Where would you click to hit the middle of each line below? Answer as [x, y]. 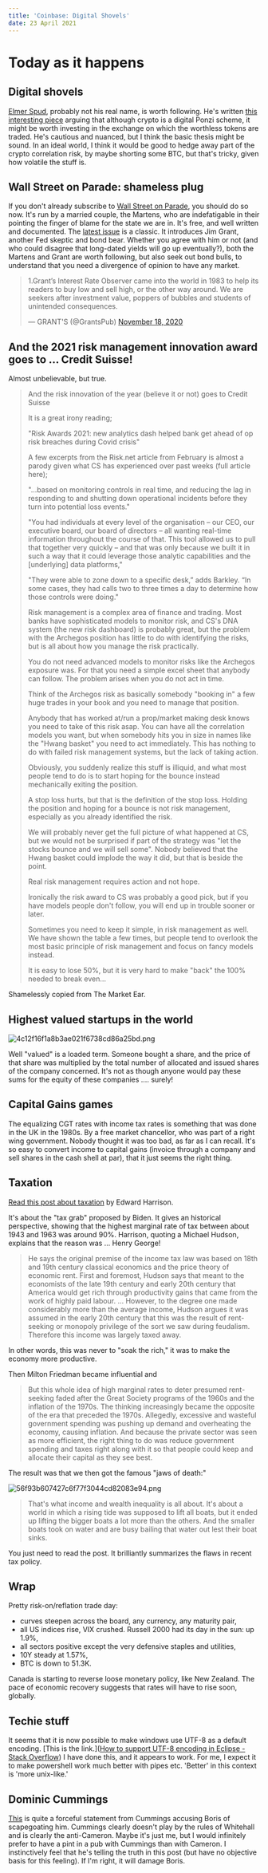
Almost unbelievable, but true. [58, 379]
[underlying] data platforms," [75, 565]
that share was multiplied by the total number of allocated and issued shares [134, 1063]
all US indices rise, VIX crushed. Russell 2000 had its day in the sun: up [137, 1630]
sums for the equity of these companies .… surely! [91, 1079]
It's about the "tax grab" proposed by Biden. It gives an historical [115, 1217]
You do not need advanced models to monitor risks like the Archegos [141, 662]
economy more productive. [53, 1358]
